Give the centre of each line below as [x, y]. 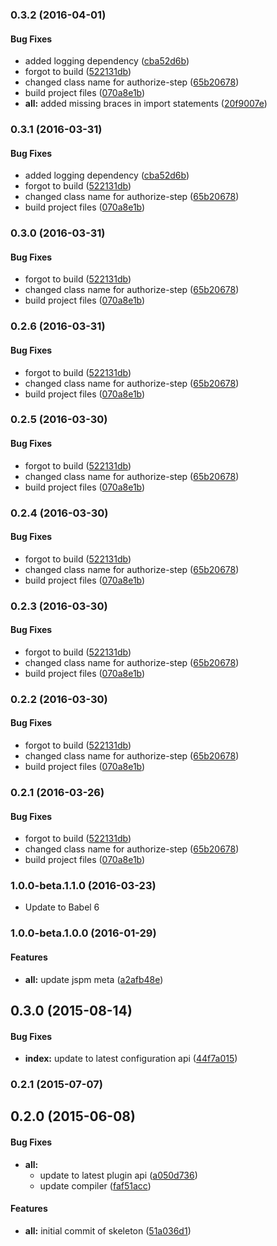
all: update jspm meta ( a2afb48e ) [94, 979]
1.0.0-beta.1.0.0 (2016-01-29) [83, 933]
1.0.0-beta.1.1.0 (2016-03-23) [83, 886]
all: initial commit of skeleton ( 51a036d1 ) [108, 1230]
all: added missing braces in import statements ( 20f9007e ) [146, 104]
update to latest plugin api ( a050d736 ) [118, 1175]
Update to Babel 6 [62, 907]
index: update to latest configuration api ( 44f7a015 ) [131, 1059]
